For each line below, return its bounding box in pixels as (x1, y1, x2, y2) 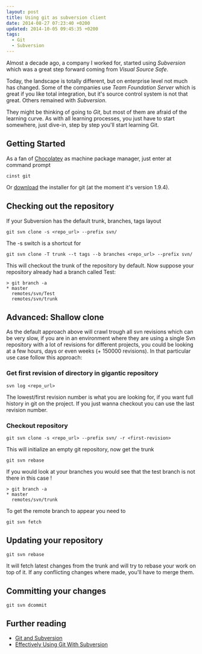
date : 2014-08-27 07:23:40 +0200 (6, 20, 90, 26)
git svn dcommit (6, 602, 47, 608)
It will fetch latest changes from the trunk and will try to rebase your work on (6, 562, 196, 569)
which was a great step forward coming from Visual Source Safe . (6, 65, 169, 73)
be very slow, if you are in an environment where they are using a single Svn (6, 335, 196, 342)
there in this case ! (6, 474, 52, 482)
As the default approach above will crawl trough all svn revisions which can (6, 328, 194, 336)
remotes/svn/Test (11, 290, 55, 296)
